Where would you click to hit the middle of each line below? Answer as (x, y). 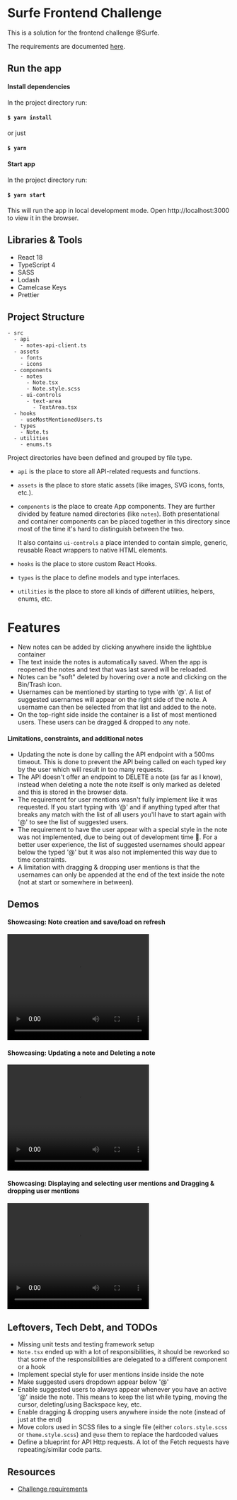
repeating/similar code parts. (60, 1450)
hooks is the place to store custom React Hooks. (87, 564)
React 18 (30, 257)
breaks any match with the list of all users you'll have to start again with (122, 814)
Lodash (29, 279)
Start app (21, 163)
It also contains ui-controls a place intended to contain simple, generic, (123, 543)
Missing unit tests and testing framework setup (86, 1344)
